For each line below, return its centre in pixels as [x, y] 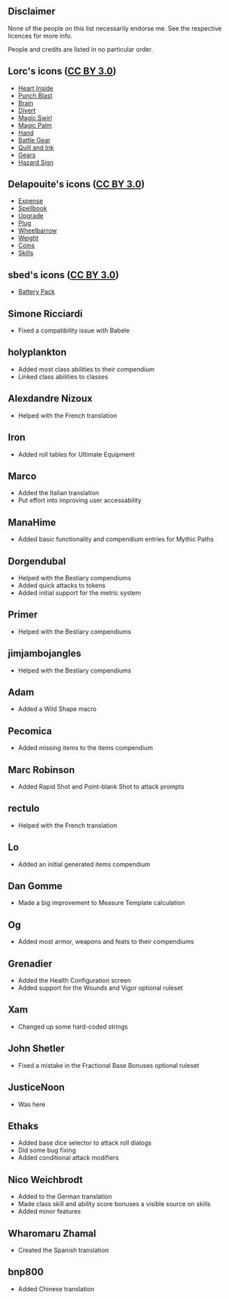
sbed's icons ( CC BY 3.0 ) [63, 275]
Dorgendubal [37, 561]
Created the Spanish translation [63, 1250]
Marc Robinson [41, 770]
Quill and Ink [36, 147]
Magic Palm [35, 125]
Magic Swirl [35, 117]
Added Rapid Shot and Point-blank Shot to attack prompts [101, 786]
